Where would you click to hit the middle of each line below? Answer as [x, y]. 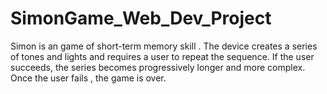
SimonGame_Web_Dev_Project [141, 18]
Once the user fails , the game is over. [88, 78]
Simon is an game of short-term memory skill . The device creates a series [164, 46]
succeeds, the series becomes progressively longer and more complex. [158, 67]
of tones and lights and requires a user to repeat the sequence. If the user [162, 56]
